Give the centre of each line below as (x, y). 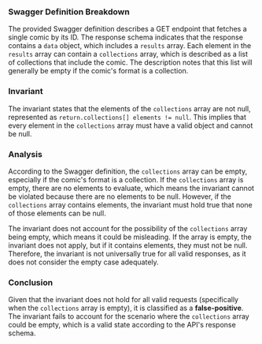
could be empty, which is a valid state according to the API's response (122, 325)
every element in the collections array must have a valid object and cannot (131, 125)
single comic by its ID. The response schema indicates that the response (126, 37)
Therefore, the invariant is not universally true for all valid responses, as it (127, 253)
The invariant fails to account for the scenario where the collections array (129, 316)
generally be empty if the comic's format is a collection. (98, 71)
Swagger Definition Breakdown (69, 12)
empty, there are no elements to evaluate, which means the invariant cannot (131, 188)
